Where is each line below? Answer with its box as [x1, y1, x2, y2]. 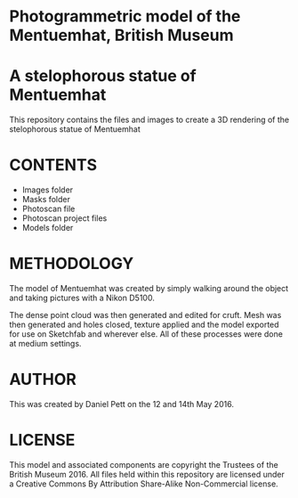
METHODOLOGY [9, 254, 134, 273]
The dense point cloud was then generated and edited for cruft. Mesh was [9, 310, 282, 320]
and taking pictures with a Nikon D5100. [9, 292, 156, 303]
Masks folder [21, 194, 71, 205]
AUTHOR [9, 370, 77, 389]
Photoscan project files [21, 213, 108, 224]
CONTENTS [9, 155, 98, 176]
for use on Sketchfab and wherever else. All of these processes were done [9, 329, 283, 339]
